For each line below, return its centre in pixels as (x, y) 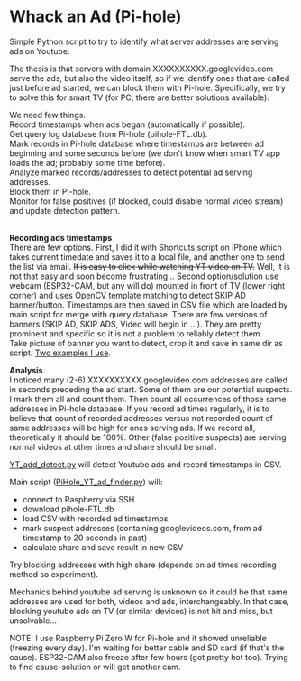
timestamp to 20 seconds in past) (85, 538)
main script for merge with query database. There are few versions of (138, 314)
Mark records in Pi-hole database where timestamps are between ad (137, 143)
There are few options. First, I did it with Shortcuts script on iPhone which (146, 247)
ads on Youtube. (40, 51)
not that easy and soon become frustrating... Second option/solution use (144, 276)
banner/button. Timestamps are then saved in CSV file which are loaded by (149, 305)
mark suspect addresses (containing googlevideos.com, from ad (142, 528)
